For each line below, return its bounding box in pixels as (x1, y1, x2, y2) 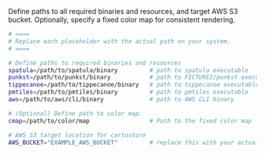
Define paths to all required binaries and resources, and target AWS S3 (8, 7, 238, 16)
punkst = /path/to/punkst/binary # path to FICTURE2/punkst (8, 74, 238, 82)
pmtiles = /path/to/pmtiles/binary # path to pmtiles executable (8, 88, 248, 97)
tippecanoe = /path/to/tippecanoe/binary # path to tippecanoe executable (8, 81, 259, 89)
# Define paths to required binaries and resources (8, 59, 181, 67)
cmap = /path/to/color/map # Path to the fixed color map (8, 117, 252, 125)
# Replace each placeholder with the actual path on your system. (8, 37, 231, 46)
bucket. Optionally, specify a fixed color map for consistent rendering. (8, 15, 236, 24)
